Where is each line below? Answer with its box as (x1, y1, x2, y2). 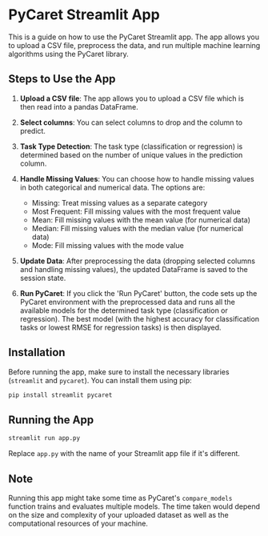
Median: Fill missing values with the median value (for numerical (31, 223, 244, 233)
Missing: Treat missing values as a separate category (31, 198, 208, 207)
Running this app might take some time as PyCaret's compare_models (8, 493, 233, 502)
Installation (8, 346, 66, 359)
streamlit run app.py (8, 434, 81, 442)
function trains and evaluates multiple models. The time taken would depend (8, 502, 261, 511)
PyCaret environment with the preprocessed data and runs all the (19, 297, 236, 306)
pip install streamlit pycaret (8, 390, 113, 399)
